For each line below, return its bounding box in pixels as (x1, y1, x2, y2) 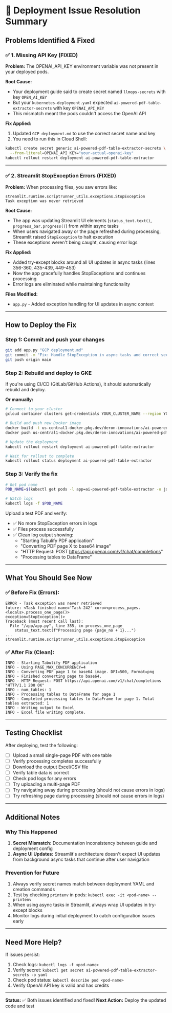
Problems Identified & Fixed (5, 36, 95, 45)
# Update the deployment (5, 439, 58, 444)
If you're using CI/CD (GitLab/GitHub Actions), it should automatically (5, 381, 151, 387)
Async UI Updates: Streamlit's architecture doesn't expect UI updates (12, 851, 161, 857)
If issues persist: (5, 951, 40, 958)
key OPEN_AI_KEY (12, 94, 47, 100)
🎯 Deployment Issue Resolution (5, 5, 141, 16)
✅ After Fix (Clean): (5, 648, 55, 656)
